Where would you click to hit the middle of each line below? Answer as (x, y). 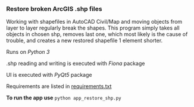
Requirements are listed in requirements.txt (59, 86)
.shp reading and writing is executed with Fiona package (76, 63)
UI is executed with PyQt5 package (49, 75)
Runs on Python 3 (28, 52)
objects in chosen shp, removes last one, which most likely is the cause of (97, 34)
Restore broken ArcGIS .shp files (54, 9)
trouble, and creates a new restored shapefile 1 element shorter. (85, 41)
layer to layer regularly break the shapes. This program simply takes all (93, 28)
